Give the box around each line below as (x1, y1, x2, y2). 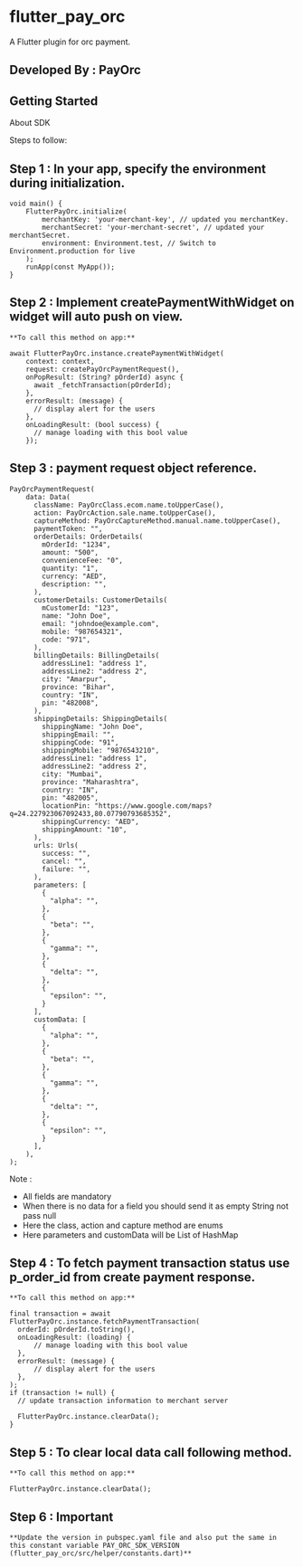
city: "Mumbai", (42, 769, 103, 779)
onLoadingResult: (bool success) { (25, 420, 160, 429)
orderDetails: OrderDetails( (33, 532, 144, 541)
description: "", (42, 579, 107, 589)
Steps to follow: (9, 135, 68, 146)
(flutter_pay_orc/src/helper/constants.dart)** (9, 1549, 193, 1558)
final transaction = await (9, 1309, 111, 1318)
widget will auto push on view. (9, 309, 184, 325)
